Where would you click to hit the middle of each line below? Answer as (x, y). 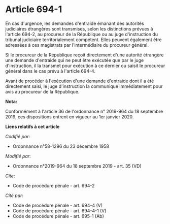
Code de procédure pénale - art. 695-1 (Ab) (58, 216)
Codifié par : (18, 136)
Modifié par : (18, 156)
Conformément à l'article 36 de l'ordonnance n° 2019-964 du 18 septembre (84, 111)
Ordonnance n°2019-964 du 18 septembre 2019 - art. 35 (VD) (77, 166)
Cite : (10, 176)
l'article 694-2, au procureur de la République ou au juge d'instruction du (82, 34)
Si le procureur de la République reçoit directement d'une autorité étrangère (84, 55)
